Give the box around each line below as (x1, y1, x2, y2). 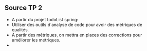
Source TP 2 (4, 4, 42, 12)
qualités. (11, 26, 29, 33)
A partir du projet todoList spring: (11, 16, 79, 22)
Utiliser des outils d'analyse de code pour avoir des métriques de (11, 22, 143, 27)
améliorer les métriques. (11, 37, 60, 43)
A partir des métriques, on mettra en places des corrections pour (11, 32, 142, 38)
